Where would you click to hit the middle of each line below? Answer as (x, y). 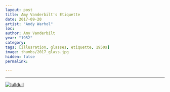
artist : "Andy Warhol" (29, 24)
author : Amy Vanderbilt (30, 33)
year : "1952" (19, 38)
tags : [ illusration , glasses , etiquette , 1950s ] (57, 47)
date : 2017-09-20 (24, 19)
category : (16, 43)
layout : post (19, 10)
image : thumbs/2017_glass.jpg (37, 52)
